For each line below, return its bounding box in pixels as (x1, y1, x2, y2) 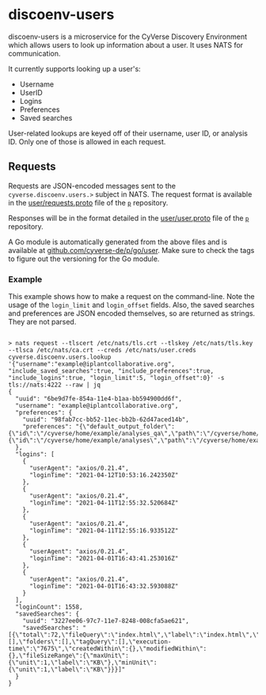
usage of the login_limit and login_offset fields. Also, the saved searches (8, 300, 255, 310)
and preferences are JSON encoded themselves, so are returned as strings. (8, 309, 256, 318)
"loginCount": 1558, (15, 603, 83, 612)
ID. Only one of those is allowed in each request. (8, 136, 166, 146)
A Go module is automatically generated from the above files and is (8, 236, 228, 247)
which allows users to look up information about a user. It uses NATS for (8, 40, 244, 49)
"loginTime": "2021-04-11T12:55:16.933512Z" (28, 527, 179, 535)
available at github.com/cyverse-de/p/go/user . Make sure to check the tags (8, 245, 255, 255)
